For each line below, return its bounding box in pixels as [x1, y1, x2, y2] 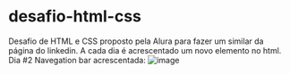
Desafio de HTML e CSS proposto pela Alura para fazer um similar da [8, 36, 264, 46]
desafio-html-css [8, 6, 142, 27]
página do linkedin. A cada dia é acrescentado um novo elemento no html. [8, 45, 282, 55]
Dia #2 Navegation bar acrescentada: [8, 54, 147, 65]
